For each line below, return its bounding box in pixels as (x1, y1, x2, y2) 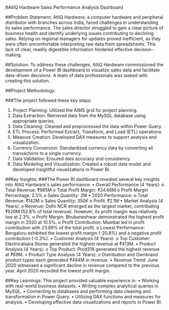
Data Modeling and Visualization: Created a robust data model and (12, 161, 151, 167)
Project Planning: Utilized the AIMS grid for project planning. (12, 107, 138, 113)
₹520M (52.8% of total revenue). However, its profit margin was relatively (5, 209, 157, 214)
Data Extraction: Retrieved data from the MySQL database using (12, 112, 146, 119)
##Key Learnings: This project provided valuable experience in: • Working (5, 278, 159, 283)
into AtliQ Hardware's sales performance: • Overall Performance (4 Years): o (5, 182, 164, 187)
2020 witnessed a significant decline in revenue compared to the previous (5, 262, 160, 268)
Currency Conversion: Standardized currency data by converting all (12, 145, 153, 151)
